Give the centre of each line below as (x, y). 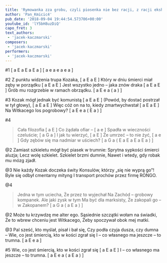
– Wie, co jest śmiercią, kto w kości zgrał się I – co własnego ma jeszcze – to (83, 235)
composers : (16, 42)
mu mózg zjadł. (21, 161)
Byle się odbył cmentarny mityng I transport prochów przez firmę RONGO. (81, 175)
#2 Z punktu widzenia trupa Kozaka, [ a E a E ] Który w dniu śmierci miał (79, 80)
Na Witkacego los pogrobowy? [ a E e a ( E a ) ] (53, 110)
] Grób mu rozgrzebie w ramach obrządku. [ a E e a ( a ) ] (64, 90)
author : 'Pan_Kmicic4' (29, 14)
